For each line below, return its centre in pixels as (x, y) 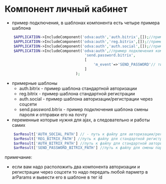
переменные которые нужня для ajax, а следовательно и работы (81, 120)
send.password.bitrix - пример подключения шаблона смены (84, 109)
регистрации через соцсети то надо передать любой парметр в (80, 172)
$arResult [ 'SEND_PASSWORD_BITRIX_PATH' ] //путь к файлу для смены (83, 148)
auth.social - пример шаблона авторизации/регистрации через (86, 99)
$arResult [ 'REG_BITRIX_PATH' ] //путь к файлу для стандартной (79, 139)
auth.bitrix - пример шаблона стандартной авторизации (78, 88)
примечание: (19, 157)
